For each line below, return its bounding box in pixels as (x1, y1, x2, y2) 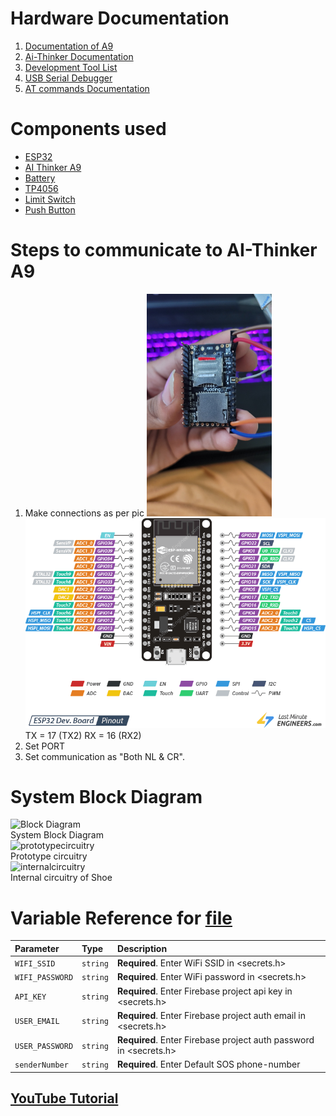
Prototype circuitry (10, 850, 88, 862)
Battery (24, 172, 56, 184)
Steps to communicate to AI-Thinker (10, 239, 318, 262)
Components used (10, 118, 167, 141)
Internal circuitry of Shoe (10, 872, 113, 884)
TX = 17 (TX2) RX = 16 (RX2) (24, 729, 142, 741)
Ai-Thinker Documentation (24, 50, 134, 62)
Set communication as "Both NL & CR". (24, 750, 185, 762)
